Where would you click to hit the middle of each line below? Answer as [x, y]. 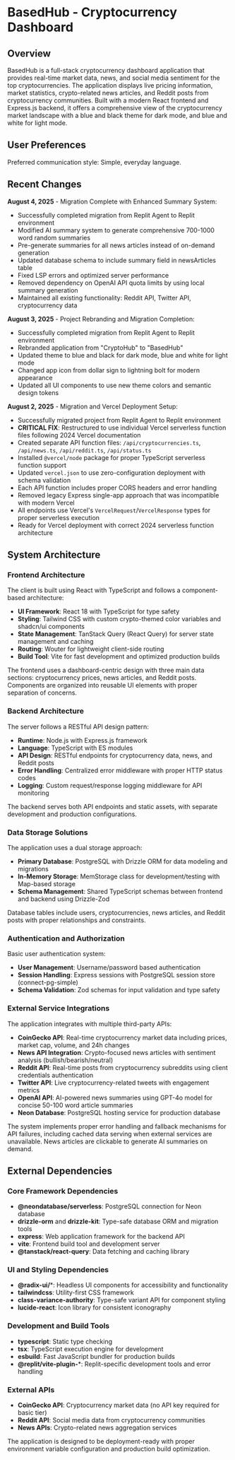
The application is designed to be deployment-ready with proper [101, 1442]
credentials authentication [55, 1075]
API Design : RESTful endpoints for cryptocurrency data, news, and [115, 755]
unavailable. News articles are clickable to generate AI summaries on [108, 1141]
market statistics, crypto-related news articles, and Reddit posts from [108, 93]
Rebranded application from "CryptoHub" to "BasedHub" [100, 348]
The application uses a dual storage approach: [75, 847]
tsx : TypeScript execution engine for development [90, 1349]
